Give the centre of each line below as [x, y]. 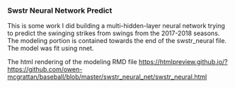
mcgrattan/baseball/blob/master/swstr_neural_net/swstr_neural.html [107, 77]
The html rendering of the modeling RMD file [72, 62]
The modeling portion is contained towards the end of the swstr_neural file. [117, 41]
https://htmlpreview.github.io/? [183, 62]
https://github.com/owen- [45, 70]
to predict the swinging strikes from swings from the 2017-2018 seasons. [114, 33]
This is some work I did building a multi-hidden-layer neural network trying [116, 26]
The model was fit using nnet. [51, 49]
